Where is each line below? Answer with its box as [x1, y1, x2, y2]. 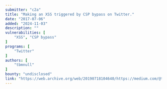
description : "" [5, 26, 39, 31]
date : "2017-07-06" [5, 16, 46, 21]
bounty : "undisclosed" [5, 72, 52, 77]
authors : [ [5, 58, 28, 63]
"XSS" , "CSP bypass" [14, 35, 57, 40]
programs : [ [5, 44, 30, 49]
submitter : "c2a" [5, 7, 41, 12]
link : [5, 76, 16, 81]
